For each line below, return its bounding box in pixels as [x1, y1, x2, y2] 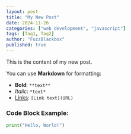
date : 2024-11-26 [6, 20, 49, 26]
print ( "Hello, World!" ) [6, 123, 65, 129]
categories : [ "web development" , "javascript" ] [6, 25, 126, 32]
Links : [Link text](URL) [14, 94, 74, 101]
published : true [6, 42, 46, 48]
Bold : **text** [14, 81, 51, 88]
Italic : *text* [14, 88, 46, 95]
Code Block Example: [6, 108, 69, 117]
